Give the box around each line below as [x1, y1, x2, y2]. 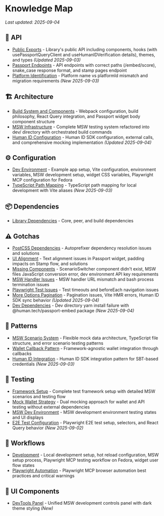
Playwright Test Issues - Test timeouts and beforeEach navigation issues [12, 287, 159, 293]
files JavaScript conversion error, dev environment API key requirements [12, 271, 159, 277]
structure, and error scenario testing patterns [12, 340, 104, 346]
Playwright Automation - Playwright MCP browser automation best [12, 467, 146, 474]
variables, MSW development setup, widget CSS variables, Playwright [12, 172, 153, 178]
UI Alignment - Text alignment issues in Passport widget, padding [12, 256, 144, 261]
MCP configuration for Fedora [12, 177, 72, 183]
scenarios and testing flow [12, 393, 66, 399]
